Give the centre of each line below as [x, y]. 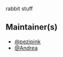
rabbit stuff [19, 9]
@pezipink [27, 42]
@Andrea [26, 47]
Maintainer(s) [31, 27]
